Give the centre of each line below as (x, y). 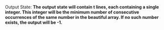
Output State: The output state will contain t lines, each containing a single (82, 7)
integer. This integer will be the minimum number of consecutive (72, 12)
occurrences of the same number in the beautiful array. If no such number (82, 17)
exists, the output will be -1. (34, 22)
